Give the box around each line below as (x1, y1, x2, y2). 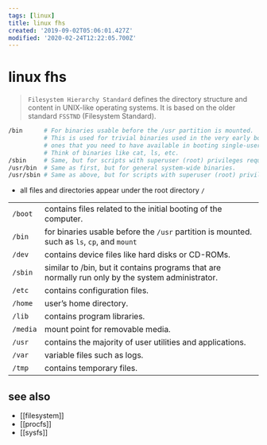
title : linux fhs (8, 19, 66, 27)
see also (8, 389, 51, 403)
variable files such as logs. (44, 349, 144, 361)
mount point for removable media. (44, 324, 171, 335)
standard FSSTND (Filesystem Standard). (27, 111, 157, 121)
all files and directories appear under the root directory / (19, 185, 205, 195)
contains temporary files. (44, 363, 137, 374)
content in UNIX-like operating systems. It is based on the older (27, 103, 236, 112)
